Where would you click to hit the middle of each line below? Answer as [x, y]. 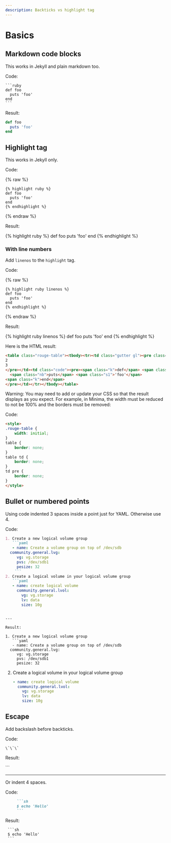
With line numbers [28, 249]
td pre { [15, 471]
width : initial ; [32, 433]
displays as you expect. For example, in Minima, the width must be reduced [84, 399]
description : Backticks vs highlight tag [50, 10]
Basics [20, 35]
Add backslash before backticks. [40, 729]
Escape [17, 717]
